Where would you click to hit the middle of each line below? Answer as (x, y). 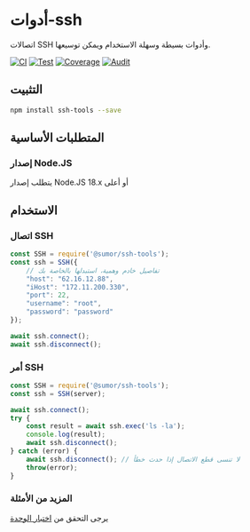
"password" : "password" (70, 312)
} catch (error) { (44, 451)
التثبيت (27, 90)
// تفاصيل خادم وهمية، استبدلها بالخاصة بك (93, 270)
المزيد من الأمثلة (41, 498)
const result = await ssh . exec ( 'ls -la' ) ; (105, 426)
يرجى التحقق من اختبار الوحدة (59, 518)
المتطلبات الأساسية (57, 138)
